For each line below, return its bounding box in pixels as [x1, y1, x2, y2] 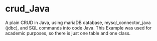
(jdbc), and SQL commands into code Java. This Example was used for [5, 24, 152, 30]
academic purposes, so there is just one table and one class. [5, 30, 131, 36]
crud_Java [5, 3, 50, 14]
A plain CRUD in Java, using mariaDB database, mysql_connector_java [5, 19, 151, 25]
